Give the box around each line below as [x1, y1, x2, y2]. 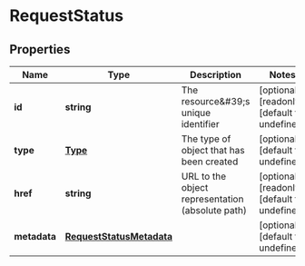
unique [181, 106, 212, 119]
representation [181, 192, 244, 205]
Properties [9, 42, 71, 57]
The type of [181, 133, 231, 145]
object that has [181, 144, 245, 156]
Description [190, 69, 242, 81]
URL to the [181, 170, 227, 182]
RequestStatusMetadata [64, 231, 172, 242]
